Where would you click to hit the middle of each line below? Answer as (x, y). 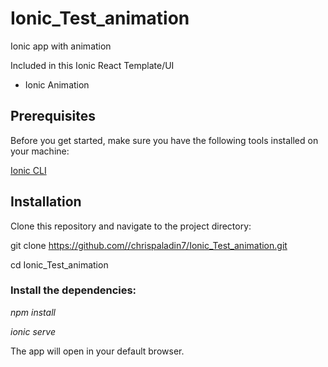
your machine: (40, 151)
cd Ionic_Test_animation (59, 264)
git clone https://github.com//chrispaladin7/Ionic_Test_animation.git (149, 245)
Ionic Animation (57, 84)
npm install (33, 312)
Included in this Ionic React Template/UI (92, 65)
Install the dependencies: (73, 290)
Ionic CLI (28, 170)
